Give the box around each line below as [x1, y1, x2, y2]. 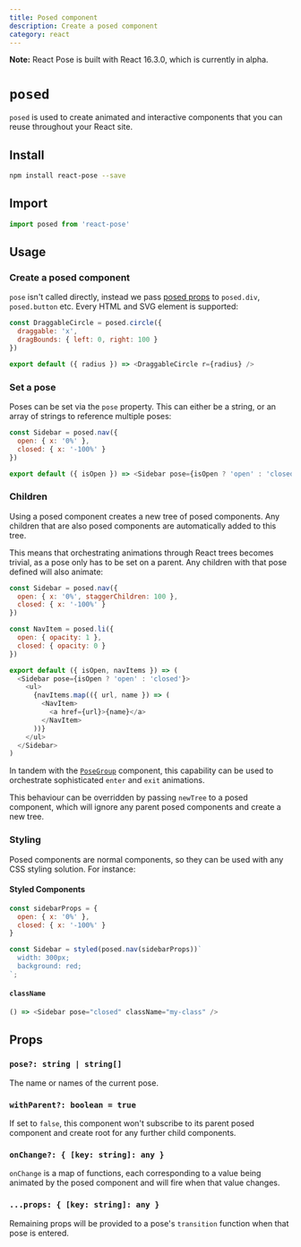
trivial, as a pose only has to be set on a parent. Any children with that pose [9, 556, 288, 567]
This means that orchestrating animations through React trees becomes [9, 547, 274, 558]
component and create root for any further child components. [9, 1127, 236, 1138]
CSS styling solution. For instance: [9, 864, 136, 874]
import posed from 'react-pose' [9, 219, 130, 228]
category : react [9, 30, 70, 39]
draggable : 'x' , [17, 327, 78, 336]
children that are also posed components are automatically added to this [9, 520, 277, 531]
